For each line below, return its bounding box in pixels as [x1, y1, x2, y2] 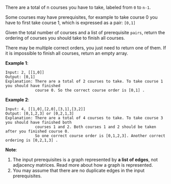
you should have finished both [5, 120, 72, 125]
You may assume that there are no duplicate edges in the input [12, 168, 145, 173]
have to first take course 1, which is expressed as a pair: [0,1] [5, 20, 136, 25]
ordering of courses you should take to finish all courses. [5, 35, 125, 41]
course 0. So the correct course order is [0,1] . [35, 88, 145, 93]
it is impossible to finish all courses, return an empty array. [5, 50, 129, 56]
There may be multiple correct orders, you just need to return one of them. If [5, 45, 166, 50]
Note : [5, 147, 17, 152]
